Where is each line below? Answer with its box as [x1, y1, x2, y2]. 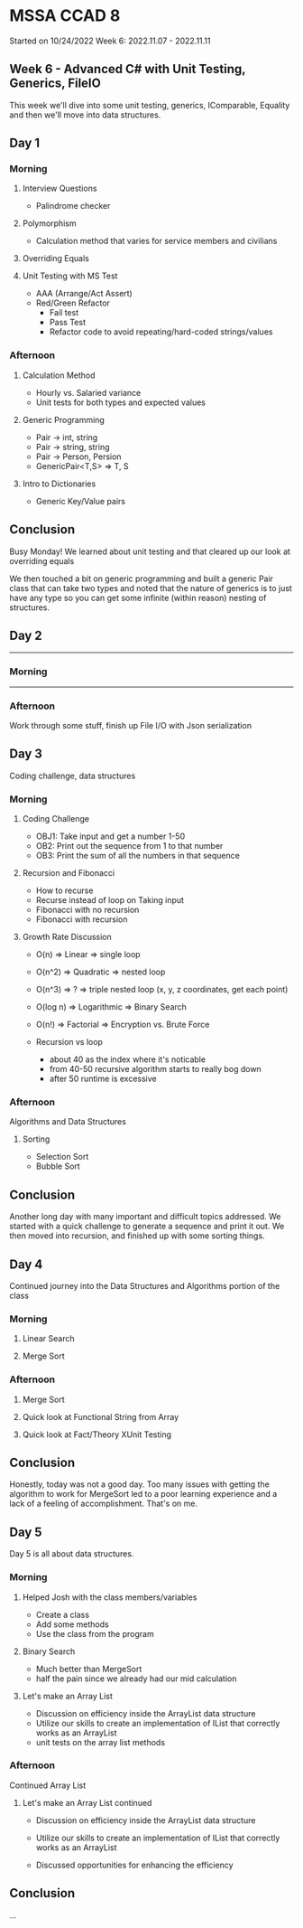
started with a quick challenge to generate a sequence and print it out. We [9, 1221, 285, 1232]
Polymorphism [22, 218, 77, 229]
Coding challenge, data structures [9, 770, 136, 781]
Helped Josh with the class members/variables [22, 1592, 197, 1603]
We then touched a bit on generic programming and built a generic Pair [9, 573, 273, 584]
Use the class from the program [35, 1628, 155, 1639]
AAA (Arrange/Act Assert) [35, 288, 133, 299]
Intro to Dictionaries [22, 478, 96, 489]
